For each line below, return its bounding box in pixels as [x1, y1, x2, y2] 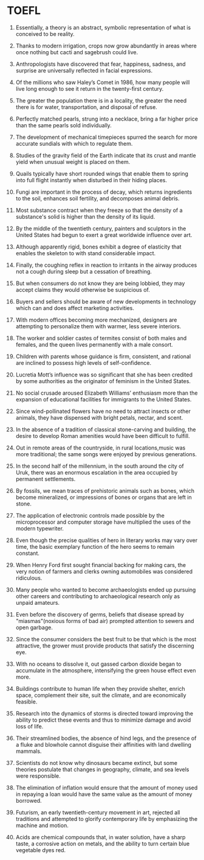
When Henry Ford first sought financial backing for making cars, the [15, 561, 186, 568]
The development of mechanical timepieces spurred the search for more [15, 133, 198, 141]
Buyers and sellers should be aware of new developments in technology [15, 298, 197, 305]
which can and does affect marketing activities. [15, 304, 134, 311]
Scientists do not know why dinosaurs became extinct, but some [15, 759, 178, 766]
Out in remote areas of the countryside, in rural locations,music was [15, 444, 186, 451]
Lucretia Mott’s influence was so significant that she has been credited [15, 371, 193, 378]
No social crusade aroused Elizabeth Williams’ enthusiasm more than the [15, 389, 198, 397]
